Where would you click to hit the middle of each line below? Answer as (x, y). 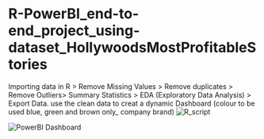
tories (28, 65)
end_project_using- (74, 31)
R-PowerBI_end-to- (74, 14)
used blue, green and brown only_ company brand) (91, 111)
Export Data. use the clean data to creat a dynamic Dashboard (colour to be (132, 103)
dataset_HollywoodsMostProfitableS (132, 48)
